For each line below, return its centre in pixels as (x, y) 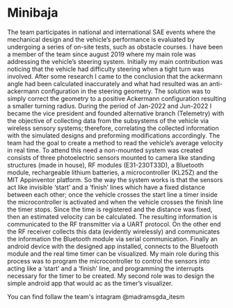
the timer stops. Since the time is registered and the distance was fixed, (110, 209)
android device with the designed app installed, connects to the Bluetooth (113, 246)
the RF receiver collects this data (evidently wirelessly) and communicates (114, 232)
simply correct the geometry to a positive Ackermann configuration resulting (117, 98)
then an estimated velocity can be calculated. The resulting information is (112, 216)
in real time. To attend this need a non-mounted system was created (105, 150)
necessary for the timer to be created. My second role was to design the (111, 275)
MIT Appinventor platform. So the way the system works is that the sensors (115, 179)
